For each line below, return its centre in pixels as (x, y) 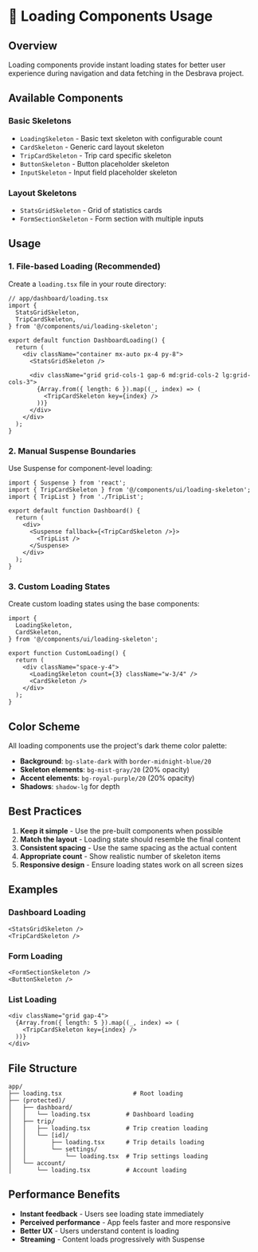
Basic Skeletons (40, 121)
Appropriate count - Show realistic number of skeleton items (120, 856)
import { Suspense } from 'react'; (67, 483)
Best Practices (45, 812)
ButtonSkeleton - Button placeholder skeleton (94, 163)
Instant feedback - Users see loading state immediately (112, 1214)
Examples (33, 890)
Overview (33, 46)
